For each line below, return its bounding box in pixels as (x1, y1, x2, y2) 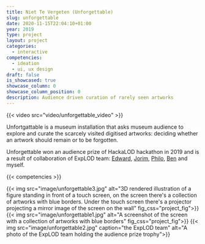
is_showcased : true (6, 77, 56, 83)
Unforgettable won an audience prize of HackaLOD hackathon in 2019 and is (6, 148, 199, 155)
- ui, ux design (12, 66, 53, 72)
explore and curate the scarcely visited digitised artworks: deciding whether (6, 129, 198, 137)
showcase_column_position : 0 (6, 89, 81, 95)
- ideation (12, 60, 40, 66)
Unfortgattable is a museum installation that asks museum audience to (6, 123, 184, 131)
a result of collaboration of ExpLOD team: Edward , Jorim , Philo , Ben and (6, 154, 188, 162)
